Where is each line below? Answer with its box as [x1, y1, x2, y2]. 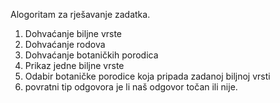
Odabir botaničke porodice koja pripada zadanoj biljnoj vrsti [24, 70, 271, 82]
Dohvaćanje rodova [24, 39, 106, 50]
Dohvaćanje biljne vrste [24, 28, 123, 39]
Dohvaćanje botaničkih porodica [24, 49, 159, 61]
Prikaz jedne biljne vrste [24, 60, 125, 71]
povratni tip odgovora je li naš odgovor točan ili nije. [24, 81, 238, 93]
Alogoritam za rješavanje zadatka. [10, 9, 151, 20]
